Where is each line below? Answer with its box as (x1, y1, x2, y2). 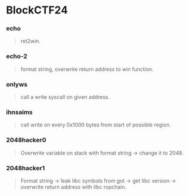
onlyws (6, 80, 28, 88)
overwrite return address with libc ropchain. (20, 183, 127, 190)
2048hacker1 (6, 164, 45, 172)
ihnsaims (6, 108, 33, 116)
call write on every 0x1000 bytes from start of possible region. (20, 121, 171, 129)
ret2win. (20, 37, 41, 44)
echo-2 (6, 52, 28, 60)
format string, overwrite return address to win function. (20, 66, 154, 73)
